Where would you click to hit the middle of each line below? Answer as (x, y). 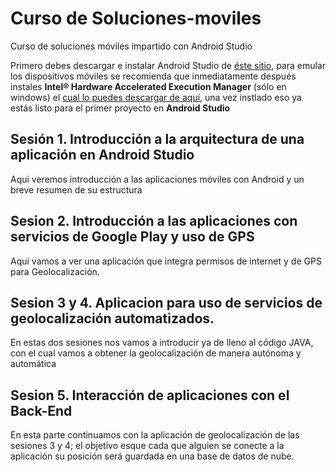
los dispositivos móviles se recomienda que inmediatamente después (153, 76)
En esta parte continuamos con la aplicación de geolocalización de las (155, 435)
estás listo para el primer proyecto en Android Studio (120, 108)
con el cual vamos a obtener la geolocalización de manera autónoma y (156, 353)
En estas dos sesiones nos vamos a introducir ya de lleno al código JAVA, (162, 343)
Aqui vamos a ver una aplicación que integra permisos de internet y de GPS (166, 261)
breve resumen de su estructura (76, 189)
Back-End (41, 410)
